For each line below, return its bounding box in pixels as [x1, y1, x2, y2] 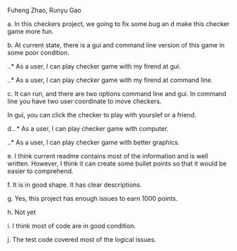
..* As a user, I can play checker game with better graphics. [7, 138, 180, 146]
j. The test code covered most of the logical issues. [7, 235, 157, 243]
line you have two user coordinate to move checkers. [7, 97, 162, 105]
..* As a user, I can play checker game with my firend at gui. [7, 62, 182, 70]
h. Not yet [7, 208, 37, 216]
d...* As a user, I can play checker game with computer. [7, 124, 169, 133]
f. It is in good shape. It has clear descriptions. [7, 180, 142, 189]
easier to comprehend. [7, 167, 74, 175]
